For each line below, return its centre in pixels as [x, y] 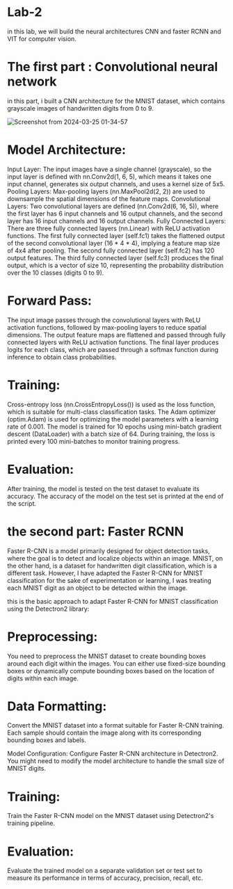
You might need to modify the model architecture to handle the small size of [116, 761]
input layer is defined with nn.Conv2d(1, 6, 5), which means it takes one [110, 176]
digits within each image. [43, 678]
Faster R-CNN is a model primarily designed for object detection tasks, [109, 551]
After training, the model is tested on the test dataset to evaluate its [103, 488]
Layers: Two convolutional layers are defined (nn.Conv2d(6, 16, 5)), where [113, 206]
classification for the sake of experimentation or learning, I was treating [110, 580]
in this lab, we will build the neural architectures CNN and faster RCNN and [114, 31]
